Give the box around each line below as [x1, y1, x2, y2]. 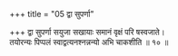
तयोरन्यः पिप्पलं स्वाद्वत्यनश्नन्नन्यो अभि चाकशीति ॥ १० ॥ [9, 37, 169, 47]
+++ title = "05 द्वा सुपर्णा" [9, 9, 94, 19]
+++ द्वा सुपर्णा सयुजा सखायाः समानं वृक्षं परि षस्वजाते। [9, 27, 165, 37]
